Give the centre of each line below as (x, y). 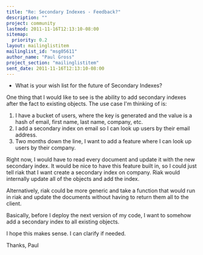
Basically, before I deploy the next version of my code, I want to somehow (99, 216)
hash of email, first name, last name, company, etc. (79, 122)
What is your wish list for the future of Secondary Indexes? (88, 86)
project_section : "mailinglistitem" (53, 63)
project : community (31, 23)
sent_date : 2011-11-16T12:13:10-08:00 (55, 68)
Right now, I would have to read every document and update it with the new (101, 160)
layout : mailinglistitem (38, 46)
